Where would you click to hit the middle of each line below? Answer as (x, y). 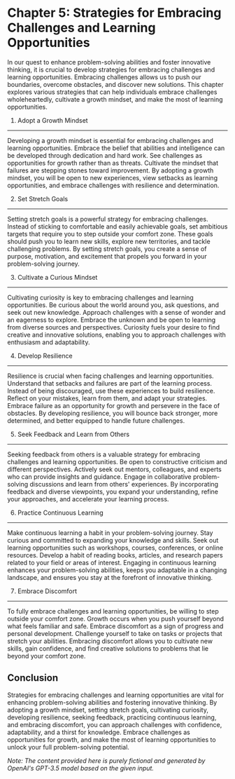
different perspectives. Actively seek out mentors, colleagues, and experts (114, 469)
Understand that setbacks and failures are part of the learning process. (109, 383)
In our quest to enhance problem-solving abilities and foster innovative (109, 62)
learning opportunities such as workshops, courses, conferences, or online (115, 548)
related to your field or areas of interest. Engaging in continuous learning (112, 562)
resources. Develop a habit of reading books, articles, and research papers (115, 555)
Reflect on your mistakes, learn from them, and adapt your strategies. (107, 398)
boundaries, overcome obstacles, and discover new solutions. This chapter (115, 84)
